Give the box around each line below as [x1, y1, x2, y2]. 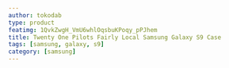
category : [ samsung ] [8, 48, 77, 55]
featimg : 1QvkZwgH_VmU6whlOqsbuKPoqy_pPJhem [8, 26, 158, 34]
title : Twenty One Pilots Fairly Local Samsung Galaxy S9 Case [8, 33, 222, 41]
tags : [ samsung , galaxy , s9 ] [8, 41, 105, 48]
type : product [8, 19, 55, 27]
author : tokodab [8, 11, 62, 20]
